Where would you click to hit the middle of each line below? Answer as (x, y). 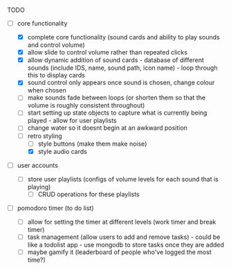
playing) (39, 186)
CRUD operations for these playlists (89, 194)
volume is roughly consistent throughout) (86, 106)
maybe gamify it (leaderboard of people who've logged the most (120, 252)
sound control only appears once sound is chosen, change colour (121, 83)
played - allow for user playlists (72, 121)
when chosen (47, 90)
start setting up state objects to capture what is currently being (117, 113)
